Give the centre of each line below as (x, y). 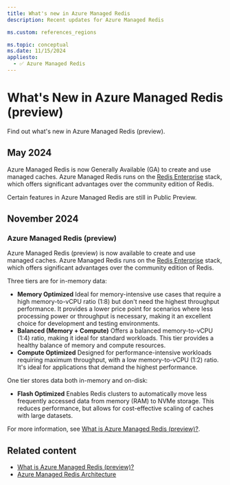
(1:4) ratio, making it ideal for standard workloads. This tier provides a (115, 338)
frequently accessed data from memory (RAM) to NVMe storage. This (116, 401)
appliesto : (23, 58)
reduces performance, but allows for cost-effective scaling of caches (115, 408)
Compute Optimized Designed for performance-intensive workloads (114, 353)
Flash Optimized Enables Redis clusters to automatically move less (112, 394)
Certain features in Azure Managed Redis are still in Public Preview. (102, 197)
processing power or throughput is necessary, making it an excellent (114, 316)
